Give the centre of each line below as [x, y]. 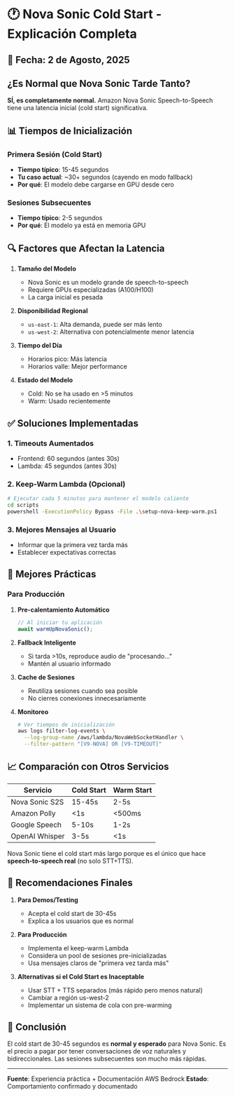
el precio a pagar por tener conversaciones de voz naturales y [97, 1051]
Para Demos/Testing [48, 900]
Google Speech [36, 824]
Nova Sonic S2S [37, 802]
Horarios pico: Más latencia [67, 359]
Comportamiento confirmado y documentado [72, 1086]
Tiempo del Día [40, 346]
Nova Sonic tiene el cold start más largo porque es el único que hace [107, 853]
